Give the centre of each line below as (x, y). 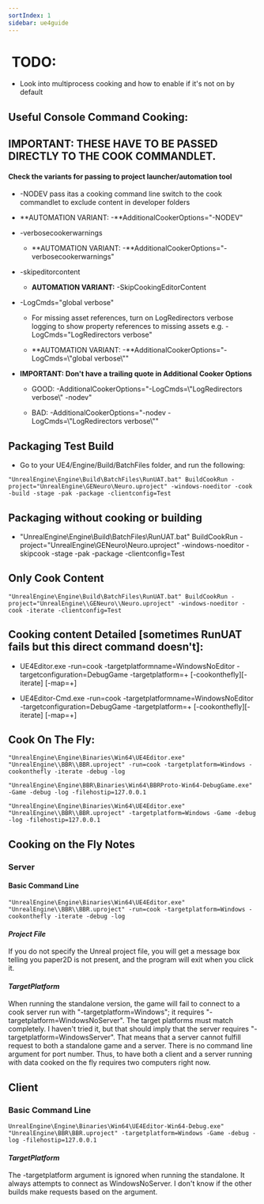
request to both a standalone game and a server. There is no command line (130, 1046)
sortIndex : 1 (30, 15)
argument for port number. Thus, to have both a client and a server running (130, 1054)
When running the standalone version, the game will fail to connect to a (124, 1004)
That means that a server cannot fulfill (179, 1037)
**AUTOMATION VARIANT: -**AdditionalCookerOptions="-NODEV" (131, 217)
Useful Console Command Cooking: (98, 117)
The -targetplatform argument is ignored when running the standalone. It (126, 1176)
